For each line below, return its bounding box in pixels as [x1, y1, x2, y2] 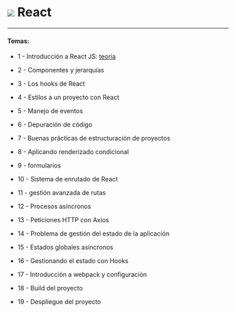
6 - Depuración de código [17, 120, 93, 129]
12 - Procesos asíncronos [17, 202, 91, 211]
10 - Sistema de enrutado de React [17, 175, 118, 184]
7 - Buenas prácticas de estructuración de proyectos [17, 134, 171, 143]
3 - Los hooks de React [17, 79, 86, 88]
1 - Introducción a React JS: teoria [17, 52, 116, 60]
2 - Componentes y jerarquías [17, 66, 105, 75]
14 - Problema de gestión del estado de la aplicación [17, 229, 170, 238]
